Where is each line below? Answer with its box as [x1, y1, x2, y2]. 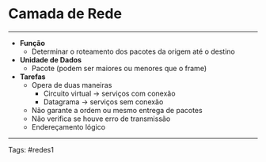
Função [19, 38, 46, 47]
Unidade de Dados [19, 55, 82, 64]
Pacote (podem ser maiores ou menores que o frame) [31, 63, 207, 73]
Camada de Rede [8, 5, 123, 23]
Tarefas [19, 72, 46, 81]
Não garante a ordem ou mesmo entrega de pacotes [31, 105, 203, 115]
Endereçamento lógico [31, 122, 105, 131]
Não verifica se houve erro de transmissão [31, 114, 171, 123]
